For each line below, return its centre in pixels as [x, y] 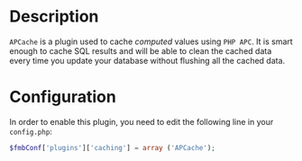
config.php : [31, 131]
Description [54, 17]
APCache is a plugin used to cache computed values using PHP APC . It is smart [151, 41]
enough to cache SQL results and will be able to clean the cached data [141, 50]
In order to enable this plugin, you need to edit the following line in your [142, 121]
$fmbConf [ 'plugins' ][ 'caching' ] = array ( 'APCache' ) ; [113, 148]
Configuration [63, 97]
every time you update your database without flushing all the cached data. [147, 60]
